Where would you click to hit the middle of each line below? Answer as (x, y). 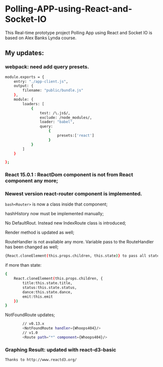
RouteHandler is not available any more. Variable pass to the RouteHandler (80, 242)
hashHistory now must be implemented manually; (55, 214)
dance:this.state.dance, (48, 292)
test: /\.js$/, (55, 113)
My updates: (24, 53)
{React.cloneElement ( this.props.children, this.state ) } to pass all (76, 256)
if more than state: (23, 265)
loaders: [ (33, 104)
